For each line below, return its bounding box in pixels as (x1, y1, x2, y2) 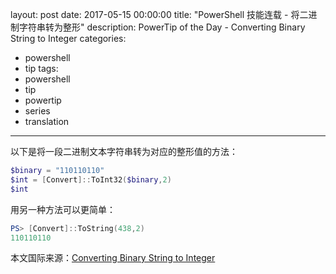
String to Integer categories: (10, 33, 127, 44)
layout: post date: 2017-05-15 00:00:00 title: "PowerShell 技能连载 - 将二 (10, 9, 309, 20)
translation (24, 116, 70, 127)
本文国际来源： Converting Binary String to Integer (10, 252, 216, 264)
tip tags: (24, 63, 59, 74)
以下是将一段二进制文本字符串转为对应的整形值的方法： (10, 146, 238, 157)
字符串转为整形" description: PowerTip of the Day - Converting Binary (18, 21, 306, 33)
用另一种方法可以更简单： (10, 203, 116, 215)
